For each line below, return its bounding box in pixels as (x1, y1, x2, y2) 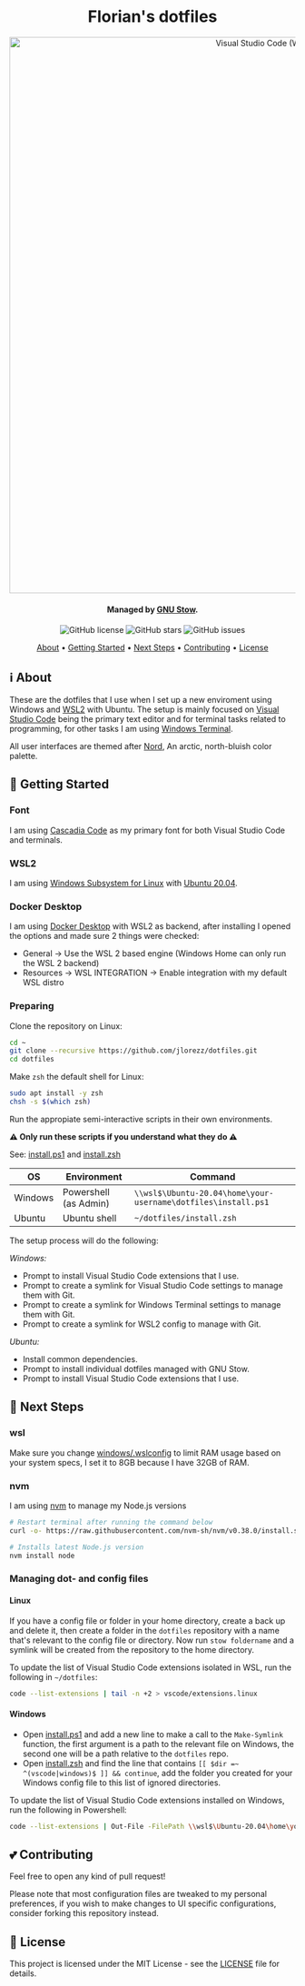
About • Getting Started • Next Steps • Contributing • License (35, 642, 270, 653)
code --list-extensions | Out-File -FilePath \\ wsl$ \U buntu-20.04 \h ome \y (9, 1822, 295, 1831)
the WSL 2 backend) (22, 958, 100, 969)
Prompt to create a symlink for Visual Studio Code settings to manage (22, 1280, 283, 1290)
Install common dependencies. (22, 1353, 138, 1364)
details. (9, 1968, 37, 1979)
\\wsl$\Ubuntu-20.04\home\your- (133, 1188, 274, 1198)
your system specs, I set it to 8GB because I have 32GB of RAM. (9, 1457, 250, 1467)
